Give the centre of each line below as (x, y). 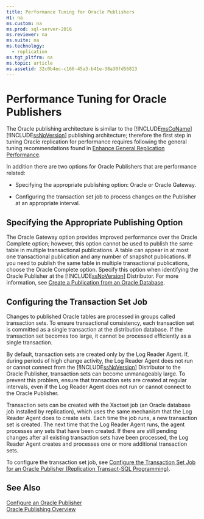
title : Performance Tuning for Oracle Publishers (71, 12)
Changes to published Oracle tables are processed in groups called (91, 316)
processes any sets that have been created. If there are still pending (92, 430)
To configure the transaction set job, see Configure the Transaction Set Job (101, 462)
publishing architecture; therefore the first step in (130, 136)
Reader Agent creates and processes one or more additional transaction (97, 444)
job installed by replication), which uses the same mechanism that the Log (99, 411)
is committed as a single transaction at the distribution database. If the (95, 329)
